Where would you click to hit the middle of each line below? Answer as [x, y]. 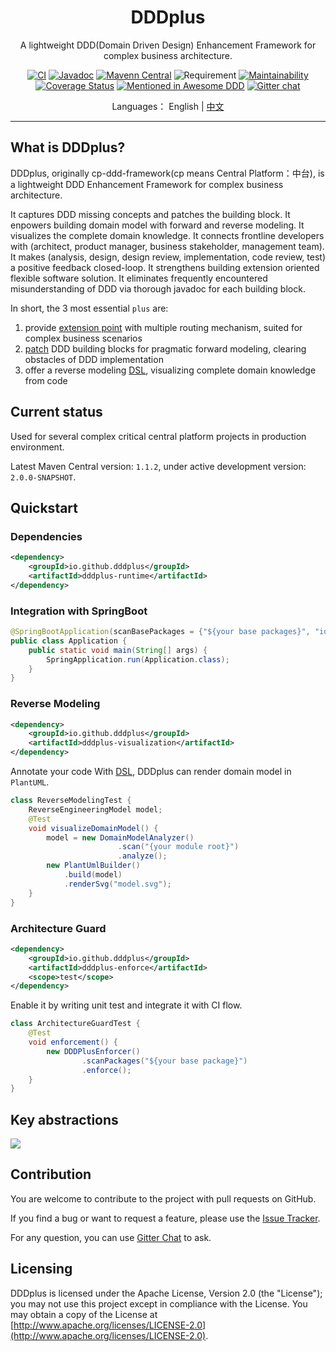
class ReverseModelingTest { [71, 801]
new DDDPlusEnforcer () [93, 1051]
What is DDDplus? [68, 147]
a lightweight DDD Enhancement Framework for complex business [147, 184]
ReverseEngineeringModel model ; [95, 809]
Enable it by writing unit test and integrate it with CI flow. [126, 1005]
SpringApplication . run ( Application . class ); [138, 659]
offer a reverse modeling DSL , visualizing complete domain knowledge [170, 370]
